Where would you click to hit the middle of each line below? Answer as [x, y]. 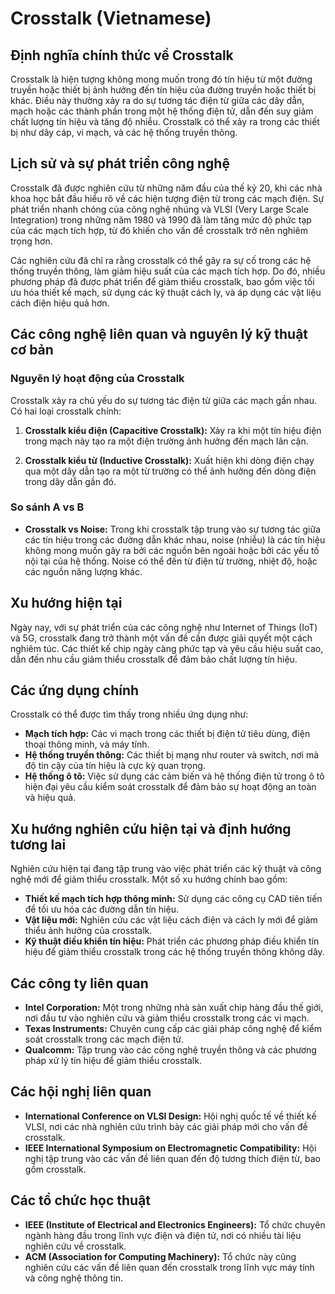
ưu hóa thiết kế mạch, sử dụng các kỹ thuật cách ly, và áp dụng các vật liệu [166, 292]
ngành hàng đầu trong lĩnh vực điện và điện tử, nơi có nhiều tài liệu [163, 1235]
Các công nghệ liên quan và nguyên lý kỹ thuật [159, 334]
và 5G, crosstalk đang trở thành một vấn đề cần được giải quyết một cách [161, 638]
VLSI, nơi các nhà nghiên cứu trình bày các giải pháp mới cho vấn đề [166, 1126]
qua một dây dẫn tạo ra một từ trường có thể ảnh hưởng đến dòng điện [170, 471]
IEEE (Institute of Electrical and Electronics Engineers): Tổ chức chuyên [175, 1224]
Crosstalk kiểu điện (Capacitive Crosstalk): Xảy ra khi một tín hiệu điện [173, 430]
